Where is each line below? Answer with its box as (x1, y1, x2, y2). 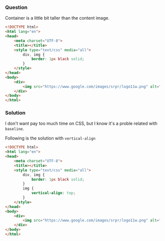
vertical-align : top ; (31, 191, 76, 196)
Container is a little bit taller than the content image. (5, 15, 110, 21)
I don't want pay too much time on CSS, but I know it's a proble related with (5, 120, 158, 126)
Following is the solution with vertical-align (5, 135, 96, 141)
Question (5, 4, 28, 11)
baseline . (5, 126, 25, 132)
